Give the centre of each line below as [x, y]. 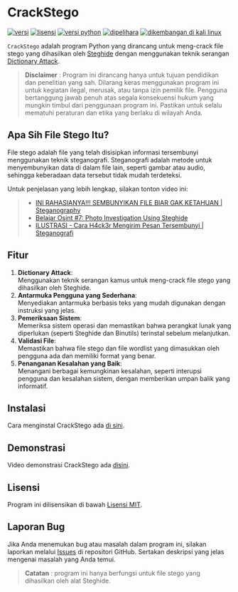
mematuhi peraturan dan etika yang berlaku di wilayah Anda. [114, 113]
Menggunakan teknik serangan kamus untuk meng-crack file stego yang [124, 280]
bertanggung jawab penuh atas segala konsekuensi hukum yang [119, 98]
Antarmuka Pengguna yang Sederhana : [77, 295]
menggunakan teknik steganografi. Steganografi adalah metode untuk [110, 160]
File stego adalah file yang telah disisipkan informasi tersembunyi [103, 152]
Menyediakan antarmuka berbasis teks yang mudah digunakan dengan [121, 303]
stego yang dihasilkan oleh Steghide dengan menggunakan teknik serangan [118, 53]
